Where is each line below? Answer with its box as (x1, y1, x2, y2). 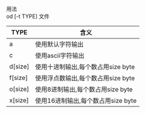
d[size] (9, 63, 30, 70)
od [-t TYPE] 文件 (6, 13, 50, 20)
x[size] (9, 96, 29, 104)
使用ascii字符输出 (35, 52, 84, 60)
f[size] (9, 74, 28, 82)
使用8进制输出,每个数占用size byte (35, 85, 133, 93)
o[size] (9, 85, 30, 93)
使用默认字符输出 (35, 40, 84, 48)
